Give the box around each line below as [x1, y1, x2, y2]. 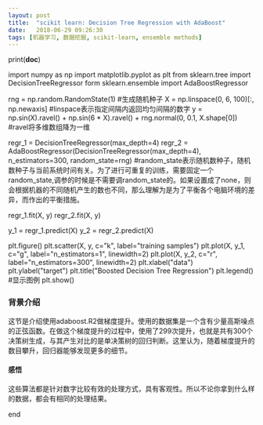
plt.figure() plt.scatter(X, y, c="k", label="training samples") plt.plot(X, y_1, [8, 241, 245, 251]
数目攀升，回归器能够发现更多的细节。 [8, 346, 131, 355]
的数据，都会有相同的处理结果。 [8, 394, 111, 403]
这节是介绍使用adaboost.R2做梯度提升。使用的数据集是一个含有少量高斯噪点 [8, 316, 255, 325]
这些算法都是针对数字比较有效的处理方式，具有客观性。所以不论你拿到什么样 [8, 383, 255, 393]
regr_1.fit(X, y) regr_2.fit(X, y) [8, 211, 102, 220]
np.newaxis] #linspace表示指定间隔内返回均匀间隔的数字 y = [8, 104, 203, 114]
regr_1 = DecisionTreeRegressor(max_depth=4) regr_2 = [8, 138, 189, 147]
